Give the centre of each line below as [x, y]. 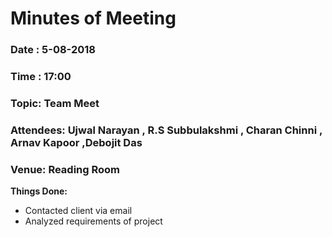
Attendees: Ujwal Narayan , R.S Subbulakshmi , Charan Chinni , [166, 130]
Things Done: [39, 191]
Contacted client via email [78, 211]
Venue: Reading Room [65, 169]
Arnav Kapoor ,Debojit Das [76, 142]
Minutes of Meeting [93, 18]
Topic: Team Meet [55, 103]
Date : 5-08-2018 [53, 50]
